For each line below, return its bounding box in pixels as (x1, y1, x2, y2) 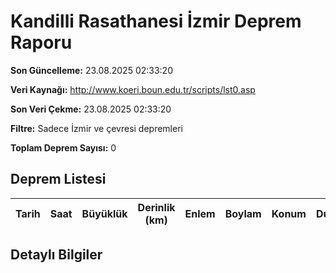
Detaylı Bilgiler (10, 246, 103, 264)
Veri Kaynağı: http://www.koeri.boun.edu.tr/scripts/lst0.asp (10, 83, 256, 95)
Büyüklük (81, 206, 128, 220)
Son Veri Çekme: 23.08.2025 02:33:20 (10, 103, 172, 115)
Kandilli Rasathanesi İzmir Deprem (10, 10, 302, 33)
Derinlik (137, 200, 176, 214)
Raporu (10, 31, 73, 54)
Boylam (224, 206, 262, 220)
